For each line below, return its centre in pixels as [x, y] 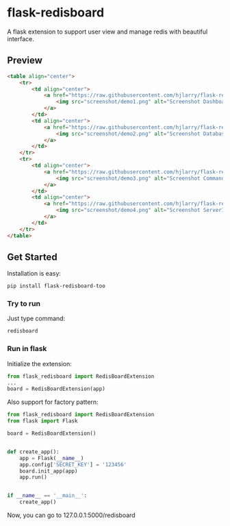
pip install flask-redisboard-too [56, 286]
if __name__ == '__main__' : [47, 496]
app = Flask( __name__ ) [52, 458]
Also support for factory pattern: [53, 402]
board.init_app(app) [49, 471]
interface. [21, 38]
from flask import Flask [42, 421]
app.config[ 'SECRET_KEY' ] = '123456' [73, 464]
